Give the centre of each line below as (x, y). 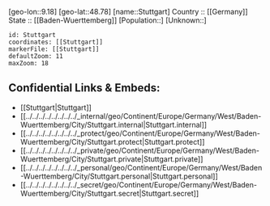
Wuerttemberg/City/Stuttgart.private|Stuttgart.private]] (111, 159)
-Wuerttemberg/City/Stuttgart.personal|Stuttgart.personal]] (119, 176)
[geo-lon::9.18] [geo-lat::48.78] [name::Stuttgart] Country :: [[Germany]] (129, 12)
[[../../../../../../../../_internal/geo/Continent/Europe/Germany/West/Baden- (141, 116)
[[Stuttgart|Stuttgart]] (56, 107)
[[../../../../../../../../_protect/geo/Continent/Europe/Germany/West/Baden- (140, 133)
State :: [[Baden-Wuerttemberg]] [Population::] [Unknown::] (107, 20)
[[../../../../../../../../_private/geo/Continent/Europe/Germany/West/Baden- (139, 150)
